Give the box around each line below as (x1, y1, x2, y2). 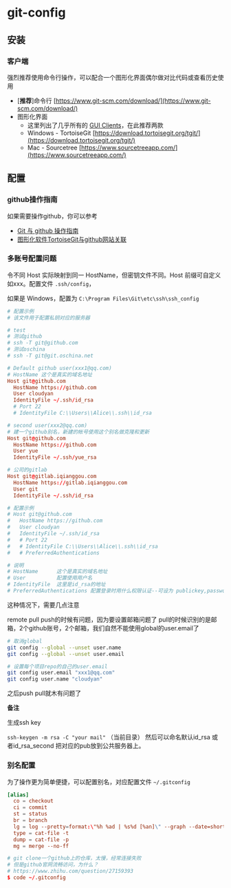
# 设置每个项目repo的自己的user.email (7, 663, 108, 670)
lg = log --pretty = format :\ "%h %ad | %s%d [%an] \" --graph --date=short (13, 823, 226, 830)
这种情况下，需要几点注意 (7, 601, 80, 609)
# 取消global (7, 637, 43, 645)
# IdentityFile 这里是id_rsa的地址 (7, 581, 106, 588)
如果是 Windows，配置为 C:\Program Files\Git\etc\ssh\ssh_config (7, 294, 199, 302)
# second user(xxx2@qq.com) (7, 422, 88, 428)
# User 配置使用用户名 (7, 575, 93, 581)
